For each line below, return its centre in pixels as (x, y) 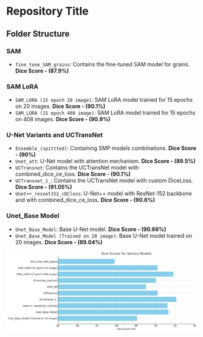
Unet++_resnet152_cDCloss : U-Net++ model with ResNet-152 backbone (104, 194)
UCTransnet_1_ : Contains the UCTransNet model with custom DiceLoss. (104, 180)
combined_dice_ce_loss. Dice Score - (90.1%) (73, 174)
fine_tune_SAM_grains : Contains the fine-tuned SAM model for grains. (102, 64)
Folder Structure (38, 34)
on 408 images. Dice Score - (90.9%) (63, 119)
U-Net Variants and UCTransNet (55, 135)
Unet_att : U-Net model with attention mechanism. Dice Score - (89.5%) (105, 161)
